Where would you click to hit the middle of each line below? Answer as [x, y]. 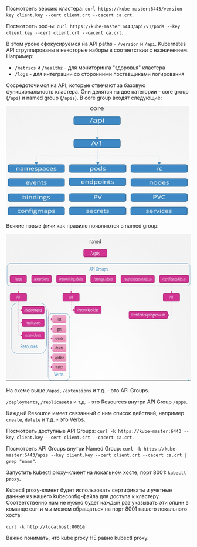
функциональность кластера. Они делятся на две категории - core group [97, 91]
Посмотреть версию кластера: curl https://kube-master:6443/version [94, 9]
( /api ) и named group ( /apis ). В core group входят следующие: [84, 98]
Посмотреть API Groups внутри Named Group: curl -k [74, 448]
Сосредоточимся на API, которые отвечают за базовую [76, 85]
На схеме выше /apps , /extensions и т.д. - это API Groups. [78, 390]
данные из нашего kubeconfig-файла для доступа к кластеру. [83, 496]
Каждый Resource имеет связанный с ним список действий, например [95, 413]
